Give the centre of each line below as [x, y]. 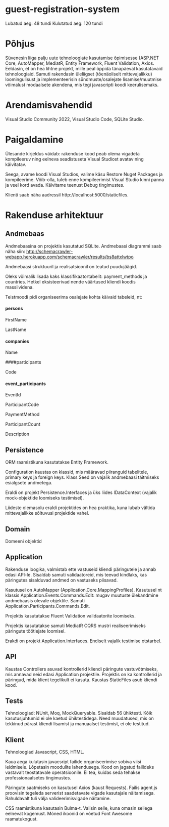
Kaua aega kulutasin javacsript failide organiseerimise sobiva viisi [73, 762]
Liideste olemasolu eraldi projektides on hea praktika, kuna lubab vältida [80, 508]
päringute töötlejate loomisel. [36, 631]
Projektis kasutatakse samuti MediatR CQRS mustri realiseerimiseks [76, 626]
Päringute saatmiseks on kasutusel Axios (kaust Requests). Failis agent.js [81, 788]
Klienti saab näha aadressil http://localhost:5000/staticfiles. [67, 195]
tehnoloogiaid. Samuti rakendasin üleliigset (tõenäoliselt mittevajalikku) [79, 74]
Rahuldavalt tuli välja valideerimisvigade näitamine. [58, 799]
